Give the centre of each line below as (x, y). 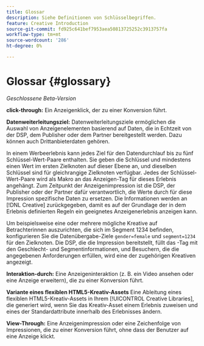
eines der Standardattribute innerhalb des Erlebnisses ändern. (84, 311)
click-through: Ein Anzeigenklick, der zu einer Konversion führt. (87, 110)
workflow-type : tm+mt (34, 35)
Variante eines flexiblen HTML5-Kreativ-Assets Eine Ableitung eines (94, 292)
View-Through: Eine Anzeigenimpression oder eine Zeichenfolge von (93, 323)
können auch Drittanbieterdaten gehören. (58, 141)
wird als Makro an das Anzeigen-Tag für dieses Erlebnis (106, 179)
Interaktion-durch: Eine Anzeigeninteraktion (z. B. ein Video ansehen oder (100, 274)
